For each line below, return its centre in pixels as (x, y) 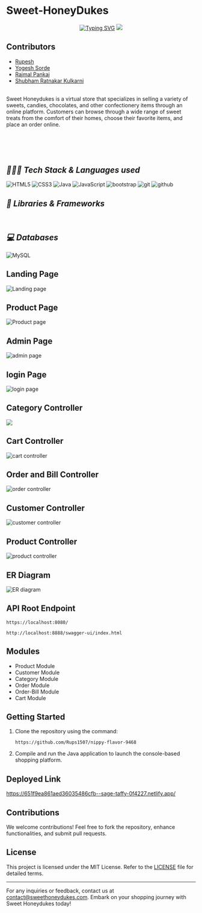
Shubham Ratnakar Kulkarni (49, 81)
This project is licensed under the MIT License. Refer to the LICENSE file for (100, 867)
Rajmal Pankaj (32, 74)
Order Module (32, 685)
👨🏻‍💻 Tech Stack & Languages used (73, 170)
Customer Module (37, 672)
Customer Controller (46, 508)
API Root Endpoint (41, 609)
